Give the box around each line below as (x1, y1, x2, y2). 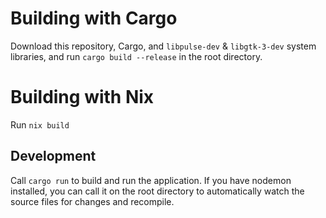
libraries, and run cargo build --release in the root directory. (10, 50, 263, 62)
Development (10, 148, 97, 165)
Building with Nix (10, 86, 155, 109)
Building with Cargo (10, 7, 178, 30)
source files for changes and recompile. (10, 195, 175, 207)
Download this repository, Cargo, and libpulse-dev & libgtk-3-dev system (10, 40, 317, 52)
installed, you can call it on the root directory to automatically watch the (10, 185, 305, 197)
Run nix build (10, 118, 70, 131)
